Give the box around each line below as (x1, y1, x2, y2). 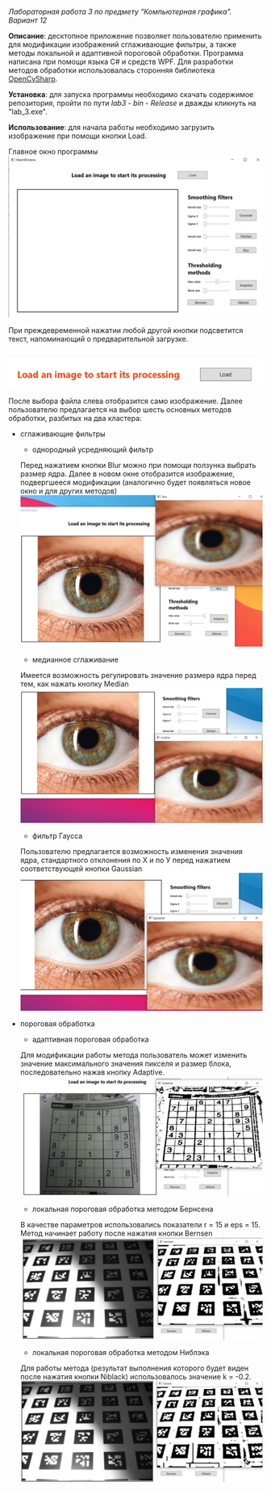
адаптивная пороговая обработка (31, 1034, 149, 1045)
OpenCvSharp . (8, 74, 58, 83)
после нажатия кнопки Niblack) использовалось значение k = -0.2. (19, 1372, 252, 1382)
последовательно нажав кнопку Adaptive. (19, 1067, 165, 1077)
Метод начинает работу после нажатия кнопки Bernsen (19, 1228, 213, 1239)
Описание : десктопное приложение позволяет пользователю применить (8, 32, 262, 40)
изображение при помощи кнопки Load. (8, 131, 148, 141)
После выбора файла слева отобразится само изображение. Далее (8, 396, 244, 406)
